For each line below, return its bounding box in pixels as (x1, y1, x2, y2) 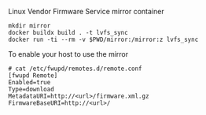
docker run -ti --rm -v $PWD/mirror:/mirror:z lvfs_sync (8, 35, 199, 43)
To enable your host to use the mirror (8, 50, 129, 58)
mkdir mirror (8, 22, 51, 30)
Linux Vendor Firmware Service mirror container (8, 7, 164, 16)
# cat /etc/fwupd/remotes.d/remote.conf (8, 65, 143, 72)
